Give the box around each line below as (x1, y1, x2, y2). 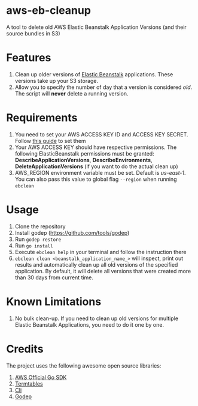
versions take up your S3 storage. (14, 77, 99, 84)
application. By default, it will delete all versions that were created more (14, 267, 191, 274)
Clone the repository (14, 223, 66, 230)
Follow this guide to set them (14, 137, 86, 144)
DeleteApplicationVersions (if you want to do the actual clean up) (14, 163, 178, 170)
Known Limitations (6, 295, 102, 308)
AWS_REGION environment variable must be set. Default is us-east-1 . (14, 169, 187, 176)
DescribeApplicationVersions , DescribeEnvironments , (14, 156, 153, 163)
